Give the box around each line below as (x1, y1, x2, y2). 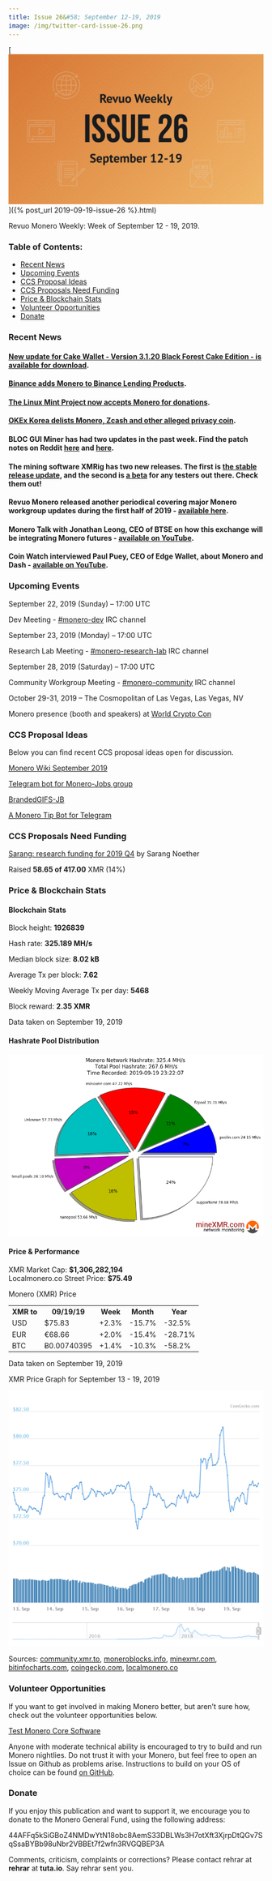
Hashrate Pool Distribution (8, 1035, 100, 1045)
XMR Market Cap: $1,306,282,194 (8, 1265, 123, 1275)
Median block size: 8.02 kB (8, 954, 100, 964)
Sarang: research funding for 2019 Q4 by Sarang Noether (8, 849, 200, 859)
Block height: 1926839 (8, 923, 85, 932)
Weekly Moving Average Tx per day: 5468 (8, 986, 150, 996)
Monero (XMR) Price (8, 1289, 77, 1299)
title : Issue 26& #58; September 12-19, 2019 (8, 13, 161, 21)
